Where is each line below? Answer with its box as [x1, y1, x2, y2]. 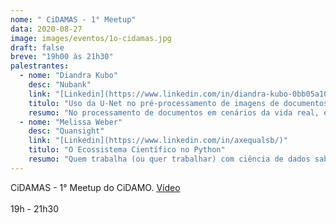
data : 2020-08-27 [10, 24, 83, 34]
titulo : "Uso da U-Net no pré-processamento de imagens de [28, 98, 280, 108]
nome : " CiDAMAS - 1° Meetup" [10, 14, 137, 25]
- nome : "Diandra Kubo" [19, 71, 118, 81]
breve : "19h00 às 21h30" [10, 52, 114, 62]
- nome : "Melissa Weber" [19, 117, 123, 127]
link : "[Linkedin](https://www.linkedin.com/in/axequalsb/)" [28, 136, 288, 146]
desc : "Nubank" [28, 80, 92, 90]
